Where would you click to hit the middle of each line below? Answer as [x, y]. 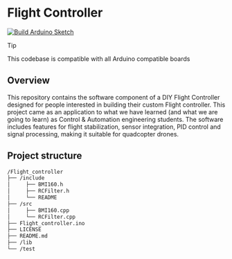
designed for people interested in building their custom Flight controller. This [116, 105]
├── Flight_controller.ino [46, 223]
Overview [29, 81]
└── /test [21, 249]
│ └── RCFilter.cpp [42, 217]
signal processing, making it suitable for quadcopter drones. [93, 134]
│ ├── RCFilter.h [38, 191]
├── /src [20, 204]
